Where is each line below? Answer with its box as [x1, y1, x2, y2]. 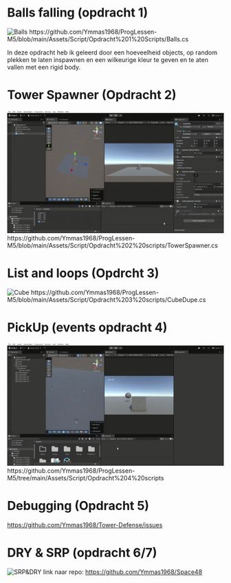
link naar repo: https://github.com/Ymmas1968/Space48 [43, 567, 203, 576]
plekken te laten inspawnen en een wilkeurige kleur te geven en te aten [7, 55, 208, 63]
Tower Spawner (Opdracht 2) [7, 88, 177, 103]
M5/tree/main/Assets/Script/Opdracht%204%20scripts [7, 473, 164, 482]
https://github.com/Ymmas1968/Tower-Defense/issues [7, 520, 163, 529]
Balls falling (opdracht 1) [7, 5, 148, 21]
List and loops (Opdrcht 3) [7, 265, 159, 281]
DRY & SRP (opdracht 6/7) [7, 544, 157, 560]
